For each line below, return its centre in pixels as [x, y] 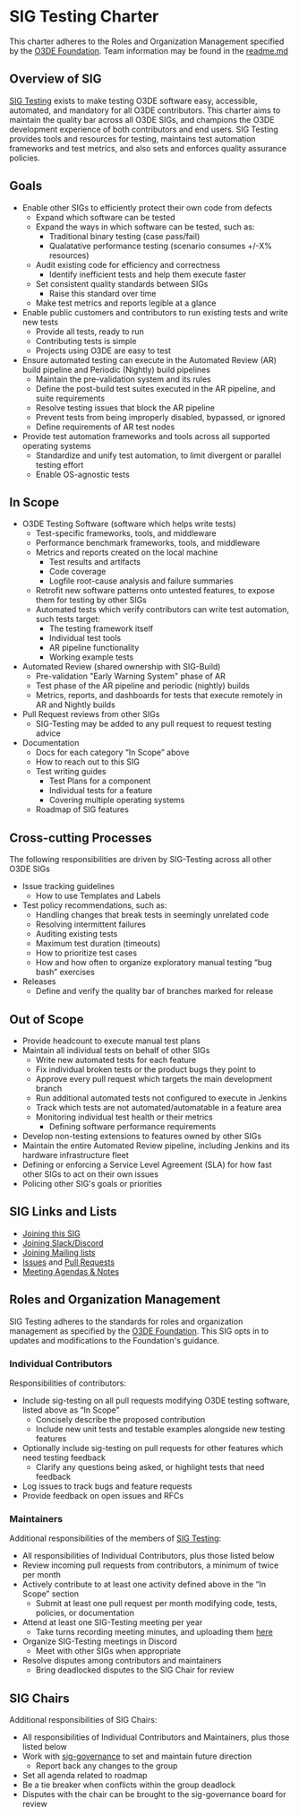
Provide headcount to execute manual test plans [111, 1041]
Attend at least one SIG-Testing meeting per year [112, 1622]
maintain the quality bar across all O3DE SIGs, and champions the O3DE [142, 119]
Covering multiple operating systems [117, 800]
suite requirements [70, 398]
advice [48, 733]
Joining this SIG [51, 1233]
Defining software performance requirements [132, 1126]
